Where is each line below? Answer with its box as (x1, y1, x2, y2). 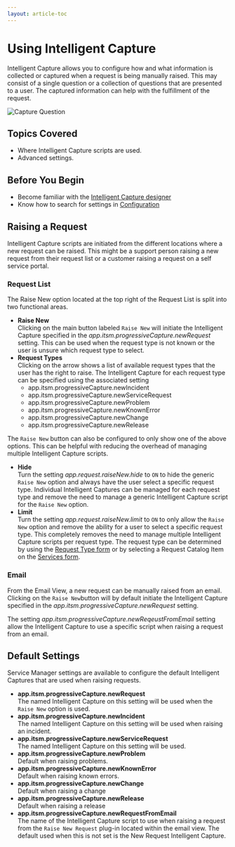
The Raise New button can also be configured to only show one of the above (7, 434, 227, 443)
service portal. (7, 261, 49, 270)
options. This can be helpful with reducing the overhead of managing (7, 442, 207, 451)
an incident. (17, 727, 52, 735)
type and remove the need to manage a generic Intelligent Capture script (17, 493, 228, 501)
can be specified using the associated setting (17, 376, 149, 384)
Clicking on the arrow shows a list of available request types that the (17, 361, 215, 370)
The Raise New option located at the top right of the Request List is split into (7, 295, 227, 304)
